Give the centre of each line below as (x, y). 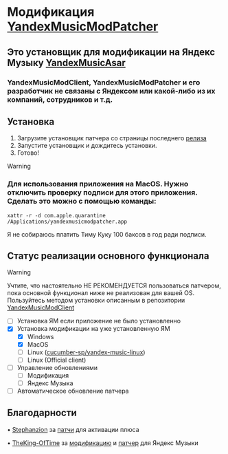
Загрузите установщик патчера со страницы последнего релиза (112, 138)
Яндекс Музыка (50, 383)
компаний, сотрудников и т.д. (60, 99)
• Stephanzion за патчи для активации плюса (73, 429)
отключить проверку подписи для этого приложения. (102, 193)
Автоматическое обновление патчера (73, 391)
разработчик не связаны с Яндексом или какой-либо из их (111, 91)
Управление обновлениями (57, 367)
